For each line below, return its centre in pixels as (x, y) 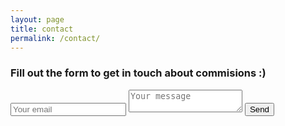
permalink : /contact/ (55, 38)
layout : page (37, 19)
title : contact (42, 29)
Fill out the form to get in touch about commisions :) (138, 73)
